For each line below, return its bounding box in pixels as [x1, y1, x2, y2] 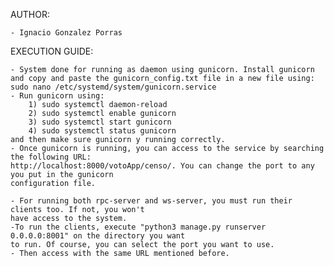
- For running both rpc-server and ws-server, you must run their [10, 196, 293, 206]
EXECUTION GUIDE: [10, 45, 94, 57]
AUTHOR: [10, 9, 50, 20]
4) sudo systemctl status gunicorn [28, 126, 177, 136]
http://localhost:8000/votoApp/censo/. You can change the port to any [10, 161, 315, 171]
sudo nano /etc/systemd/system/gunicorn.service [10, 82, 217, 92]
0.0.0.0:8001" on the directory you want [10, 231, 186, 241]
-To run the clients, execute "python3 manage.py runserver [10, 222, 267, 232]
